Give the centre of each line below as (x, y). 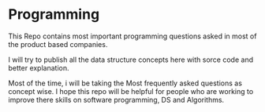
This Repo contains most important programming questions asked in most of (132, 36)
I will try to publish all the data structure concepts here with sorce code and (131, 60)
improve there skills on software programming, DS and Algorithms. (116, 99)
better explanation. (39, 67)
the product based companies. (58, 44)
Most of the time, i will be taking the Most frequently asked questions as (125, 83)
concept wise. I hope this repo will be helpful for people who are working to (131, 91)
